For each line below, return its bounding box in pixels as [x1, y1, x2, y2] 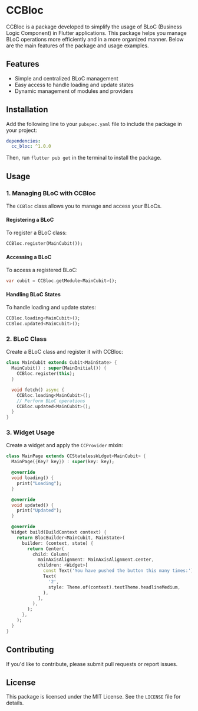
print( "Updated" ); [16, 508, 62, 513]
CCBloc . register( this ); [16, 371, 75, 377]
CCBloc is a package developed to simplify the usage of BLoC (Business [6, 23, 182, 30]
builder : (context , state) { [21, 540, 94, 546]
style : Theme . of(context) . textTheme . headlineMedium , [48, 584, 181, 590]
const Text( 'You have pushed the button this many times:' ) [43, 568, 194, 574]
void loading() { [11, 475, 54, 481]
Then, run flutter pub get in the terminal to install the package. [6, 154, 162, 161]
